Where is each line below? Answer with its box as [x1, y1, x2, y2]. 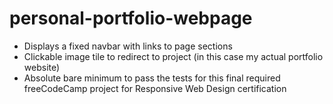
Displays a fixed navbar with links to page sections [23, 40, 233, 52]
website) [23, 61, 61, 73]
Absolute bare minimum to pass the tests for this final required [23, 72, 281, 84]
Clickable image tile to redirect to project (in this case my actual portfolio [23, 50, 324, 62]
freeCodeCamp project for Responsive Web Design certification [23, 82, 287, 94]
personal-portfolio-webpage [9, 7, 253, 30]
